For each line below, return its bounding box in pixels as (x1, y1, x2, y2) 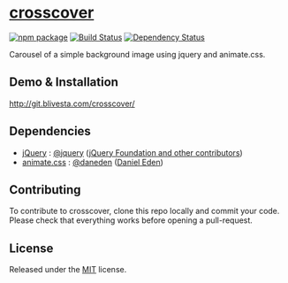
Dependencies (9, 124, 91, 139)
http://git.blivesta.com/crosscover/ (9, 98, 135, 109)
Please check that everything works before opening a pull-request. (9, 215, 254, 226)
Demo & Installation (9, 74, 119, 90)
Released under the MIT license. (9, 264, 127, 275)
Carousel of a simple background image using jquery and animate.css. (9, 49, 266, 59)
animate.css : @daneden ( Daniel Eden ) (21, 157, 163, 167)
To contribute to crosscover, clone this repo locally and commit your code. (9, 206, 280, 217)
